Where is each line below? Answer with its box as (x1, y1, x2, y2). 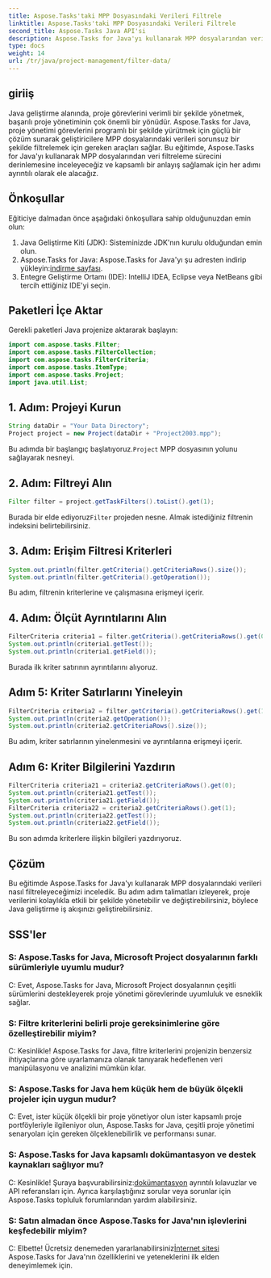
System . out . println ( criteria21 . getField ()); (8, 797, 161, 805)
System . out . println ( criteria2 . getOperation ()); (8, 714, 172, 723)
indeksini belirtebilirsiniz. (8, 520, 91, 530)
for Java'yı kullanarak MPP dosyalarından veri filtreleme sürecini (8, 151, 222, 161)
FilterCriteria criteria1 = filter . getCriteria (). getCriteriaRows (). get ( (8, 633, 262, 641)
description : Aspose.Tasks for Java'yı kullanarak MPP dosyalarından (8, 34, 248, 43)
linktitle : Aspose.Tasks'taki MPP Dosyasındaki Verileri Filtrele (8, 19, 236, 27)
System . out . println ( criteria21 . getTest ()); (8, 788, 157, 797)
